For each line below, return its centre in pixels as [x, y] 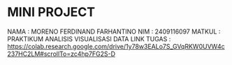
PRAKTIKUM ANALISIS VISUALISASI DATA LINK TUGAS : [89, 38]
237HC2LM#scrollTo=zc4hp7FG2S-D [61, 54]
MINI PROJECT [51, 12]
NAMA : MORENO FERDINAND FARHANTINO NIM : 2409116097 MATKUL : [114, 31]
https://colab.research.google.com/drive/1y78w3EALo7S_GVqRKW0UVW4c [116, 46]
